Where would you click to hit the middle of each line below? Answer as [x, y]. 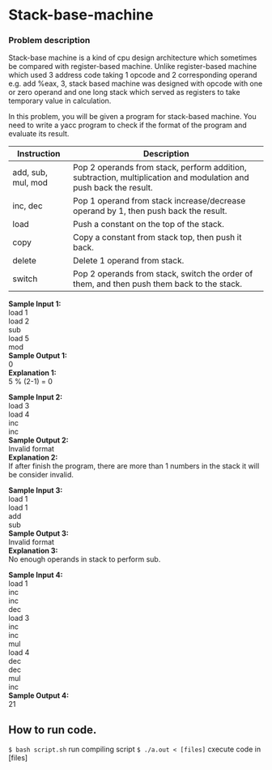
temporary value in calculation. [60, 101]
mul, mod [30, 182]
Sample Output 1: [38, 356]
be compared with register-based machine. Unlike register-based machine [133, 66]
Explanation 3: [33, 551]
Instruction [39, 154]
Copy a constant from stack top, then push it [157, 237]
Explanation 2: [33, 458]
